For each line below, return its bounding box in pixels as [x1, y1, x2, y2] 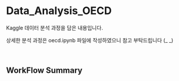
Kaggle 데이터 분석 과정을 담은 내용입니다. [6, 24, 103, 31]
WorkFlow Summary [6, 66, 82, 76]
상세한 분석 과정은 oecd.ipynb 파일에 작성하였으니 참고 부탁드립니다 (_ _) [6, 36, 174, 43]
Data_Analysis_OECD [6, 4, 112, 18]
